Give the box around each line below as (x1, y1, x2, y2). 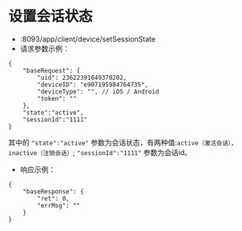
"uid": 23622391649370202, (37, 74, 127, 82)
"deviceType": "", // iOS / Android (37, 87, 159, 96)
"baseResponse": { (22, 187, 84, 196)
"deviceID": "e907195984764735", (37, 81, 149, 89)
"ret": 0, (37, 194, 70, 202)
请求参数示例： (19, 43, 70, 53)
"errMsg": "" (37, 201, 81, 209)
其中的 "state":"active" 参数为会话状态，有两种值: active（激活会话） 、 (8, 137, 239, 147)
